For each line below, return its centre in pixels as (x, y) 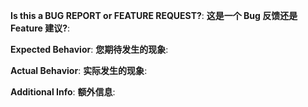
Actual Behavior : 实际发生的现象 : (79, 70)
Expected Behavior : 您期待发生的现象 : (89, 49)
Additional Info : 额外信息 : (63, 92)
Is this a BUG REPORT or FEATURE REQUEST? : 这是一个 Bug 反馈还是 (154, 15)
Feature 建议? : (40, 28)
